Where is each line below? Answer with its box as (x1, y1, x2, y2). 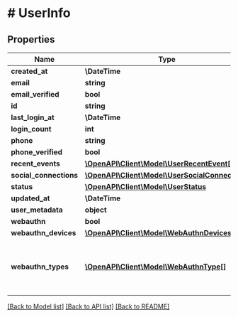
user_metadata (11, 205, 64, 215)
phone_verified (11, 147, 62, 157)
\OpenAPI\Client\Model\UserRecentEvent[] (84, 158, 234, 168)
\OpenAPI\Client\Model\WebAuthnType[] (84, 262, 227, 272)
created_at (11, 66, 48, 76)
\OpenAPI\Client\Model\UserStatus (84, 182, 207, 191)
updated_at (11, 193, 50, 203)
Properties (7, 33, 55, 45)
